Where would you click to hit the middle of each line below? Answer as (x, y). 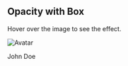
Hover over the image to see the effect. (64, 28)
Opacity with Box (46, 12)
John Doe (22, 56)
